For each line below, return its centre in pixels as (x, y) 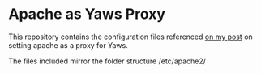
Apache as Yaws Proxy (87, 14)
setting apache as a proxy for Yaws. (68, 45)
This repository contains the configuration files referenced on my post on (130, 37)
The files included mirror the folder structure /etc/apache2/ (107, 61)
